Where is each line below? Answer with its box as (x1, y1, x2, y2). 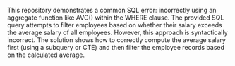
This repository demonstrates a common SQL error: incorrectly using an (7, 6, 217, 14)
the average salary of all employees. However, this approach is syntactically (7, 28, 228, 37)
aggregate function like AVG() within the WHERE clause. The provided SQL (7, 13, 224, 22)
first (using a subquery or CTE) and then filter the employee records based (7, 44, 224, 51)
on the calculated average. (7, 51, 85, 59)
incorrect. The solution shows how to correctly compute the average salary (7, 36, 226, 44)
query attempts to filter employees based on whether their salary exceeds (7, 21, 222, 29)
